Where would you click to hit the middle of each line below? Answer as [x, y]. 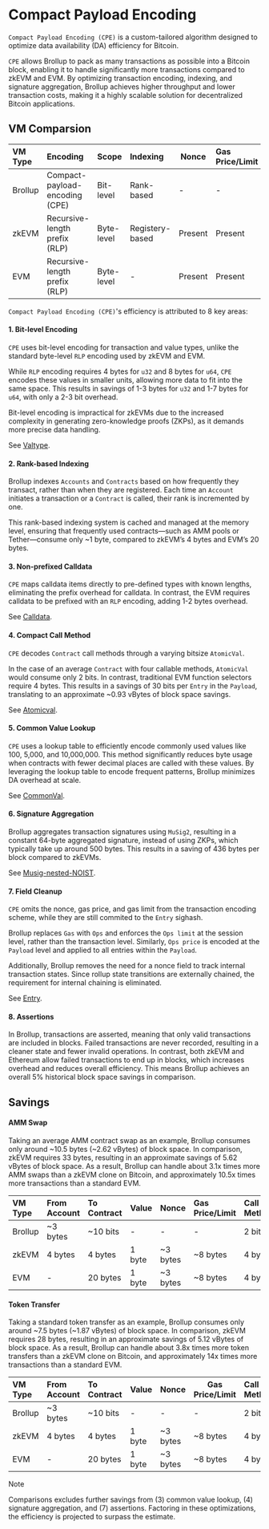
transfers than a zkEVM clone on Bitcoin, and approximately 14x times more [133, 1357]
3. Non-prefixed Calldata [50, 566]
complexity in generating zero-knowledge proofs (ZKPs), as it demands [126, 421]
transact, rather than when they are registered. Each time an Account [121, 490]
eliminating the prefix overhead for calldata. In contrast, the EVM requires [129, 593]
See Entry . [25, 998]
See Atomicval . [33, 710]
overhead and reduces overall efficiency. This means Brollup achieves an [129, 1069]
